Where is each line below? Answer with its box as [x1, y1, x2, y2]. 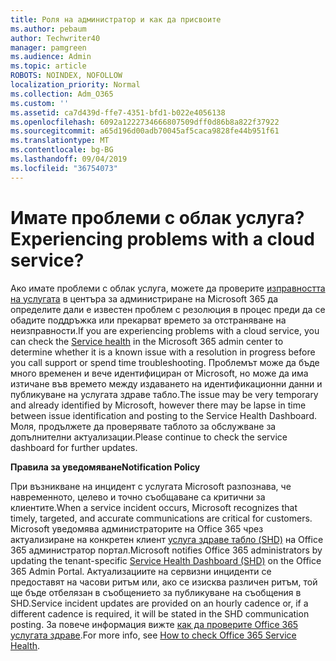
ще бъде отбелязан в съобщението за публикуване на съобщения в [10, 586, 302, 598]
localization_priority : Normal [10, 80, 141, 90]
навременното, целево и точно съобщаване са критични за [10, 491, 266, 503]
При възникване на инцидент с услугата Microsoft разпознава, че [10, 480, 292, 492]
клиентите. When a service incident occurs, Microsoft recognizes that [10, 501, 298, 513]
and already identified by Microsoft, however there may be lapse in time [10, 399, 307, 411]
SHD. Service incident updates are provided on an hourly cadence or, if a [10, 597, 309, 609]
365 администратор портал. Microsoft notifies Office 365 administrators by [10, 544, 323, 556]
